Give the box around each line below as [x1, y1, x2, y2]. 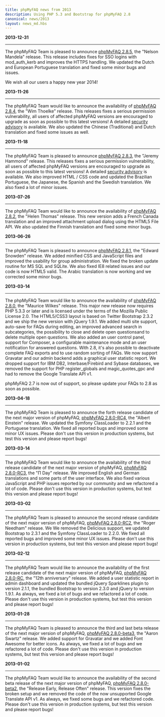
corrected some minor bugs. [5, 274, 63, 280]
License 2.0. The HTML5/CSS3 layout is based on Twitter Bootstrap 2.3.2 [5, 313, 153, 319]
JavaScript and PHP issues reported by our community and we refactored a [5, 481, 158, 487]
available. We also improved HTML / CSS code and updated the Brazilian [5, 174, 152, 180]
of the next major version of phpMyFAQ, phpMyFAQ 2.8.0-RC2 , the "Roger [5, 520, 156, 526]
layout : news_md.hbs [5, 21, 48, 26]
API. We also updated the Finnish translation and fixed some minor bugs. [5, 224, 152, 230]
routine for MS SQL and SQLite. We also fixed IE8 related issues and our [5, 264, 151, 269]
